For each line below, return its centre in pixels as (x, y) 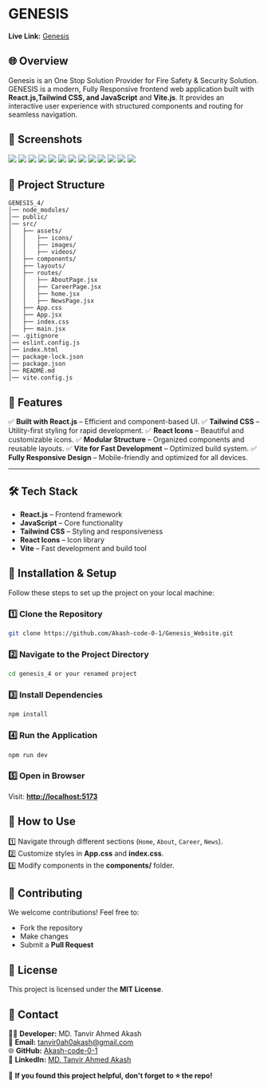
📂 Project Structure (57, 185)
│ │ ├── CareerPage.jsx (55, 287)
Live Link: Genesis (39, 36)
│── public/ (28, 217)
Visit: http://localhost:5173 (53, 796)
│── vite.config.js (41, 378)
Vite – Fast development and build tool (83, 548)
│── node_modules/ (39, 210)
